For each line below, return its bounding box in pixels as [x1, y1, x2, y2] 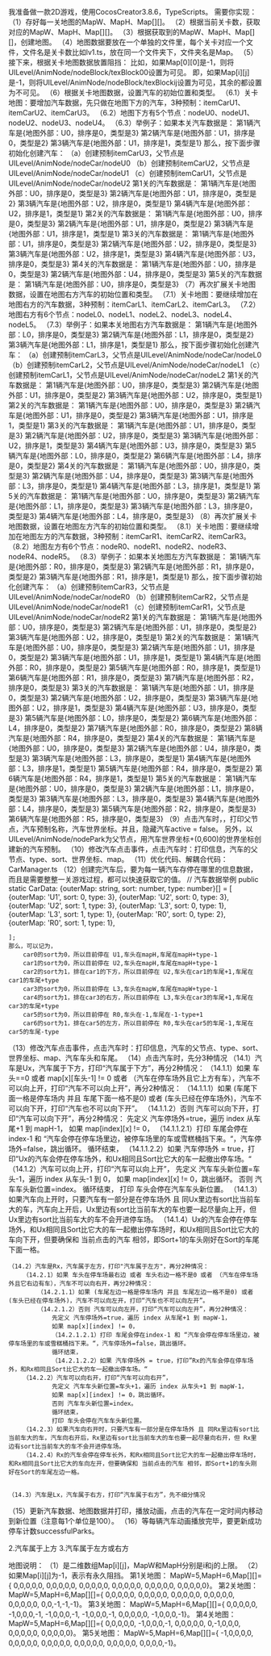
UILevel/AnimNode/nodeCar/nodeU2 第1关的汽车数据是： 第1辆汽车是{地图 [8, 178, 256, 188]
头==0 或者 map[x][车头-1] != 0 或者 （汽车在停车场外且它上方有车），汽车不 [8, 1073, 261, 1083]
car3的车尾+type [8, 1002, 60, 1010]
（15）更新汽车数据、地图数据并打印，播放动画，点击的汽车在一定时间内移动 [8, 1506, 263, 1516]
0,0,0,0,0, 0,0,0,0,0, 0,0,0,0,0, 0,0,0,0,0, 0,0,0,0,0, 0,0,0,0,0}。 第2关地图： [13, 1581, 259, 1590]
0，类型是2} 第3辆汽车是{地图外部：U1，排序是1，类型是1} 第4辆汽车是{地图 [8, 653, 261, 662]
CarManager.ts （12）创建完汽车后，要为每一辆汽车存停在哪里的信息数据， [8, 864, 258, 874]
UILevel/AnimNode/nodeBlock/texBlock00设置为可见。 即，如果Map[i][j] [8, 68, 250, 77]
